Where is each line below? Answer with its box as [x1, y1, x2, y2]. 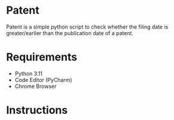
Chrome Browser [14, 83, 57, 90]
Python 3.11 [14, 70, 43, 77]
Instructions [6, 103, 68, 117]
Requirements [6, 50, 77, 64]
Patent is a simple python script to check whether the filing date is [6, 23, 169, 30]
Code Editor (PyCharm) [14, 76, 73, 83]
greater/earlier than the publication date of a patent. [6, 29, 134, 36]
